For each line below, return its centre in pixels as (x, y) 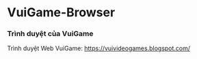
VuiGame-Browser (61, 13)
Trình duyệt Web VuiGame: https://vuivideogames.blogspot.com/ (98, 48)
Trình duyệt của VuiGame (50, 34)
